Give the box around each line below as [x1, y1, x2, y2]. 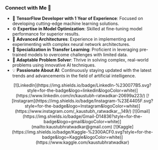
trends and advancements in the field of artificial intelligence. [12, 73, 136, 79]
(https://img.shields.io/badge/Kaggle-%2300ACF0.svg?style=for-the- [12, 129, 153, 135]
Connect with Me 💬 [5, 4, 52, 11]
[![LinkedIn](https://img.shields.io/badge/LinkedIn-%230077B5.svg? [13, 83, 152, 88]
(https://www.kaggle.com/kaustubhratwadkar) [35, 139, 130, 146]
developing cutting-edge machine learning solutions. [12, 21, 119, 26]
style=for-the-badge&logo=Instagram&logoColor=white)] [24, 103, 141, 109]
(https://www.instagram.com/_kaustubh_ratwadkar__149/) [14, 108, 132, 114]
